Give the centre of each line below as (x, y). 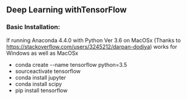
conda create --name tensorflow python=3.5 (71, 64)
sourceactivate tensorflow (48, 71)
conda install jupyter (41, 77)
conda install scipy (39, 84)
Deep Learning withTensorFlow (66, 10)
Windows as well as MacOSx (42, 53)
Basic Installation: (33, 27)
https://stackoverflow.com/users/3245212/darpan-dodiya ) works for (92, 46)
